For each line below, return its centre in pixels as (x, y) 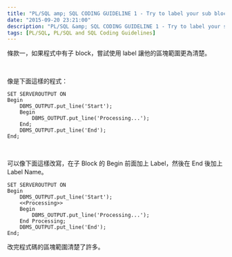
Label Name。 (27, 172)
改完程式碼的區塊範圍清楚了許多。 (56, 247)
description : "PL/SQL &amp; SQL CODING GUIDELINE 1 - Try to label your (114, 26)
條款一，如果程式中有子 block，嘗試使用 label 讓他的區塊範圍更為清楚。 (109, 53)
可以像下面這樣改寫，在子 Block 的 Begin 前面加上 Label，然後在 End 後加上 (115, 163)
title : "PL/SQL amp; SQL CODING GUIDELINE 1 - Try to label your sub (109, 13)
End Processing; (43, 221)
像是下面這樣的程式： (37, 81)
